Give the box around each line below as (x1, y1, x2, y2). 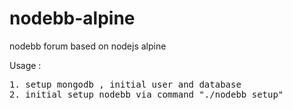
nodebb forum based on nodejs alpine (9, 40, 167, 52)
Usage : (9, 59, 42, 71)
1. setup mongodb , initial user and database (9, 78, 242, 90)
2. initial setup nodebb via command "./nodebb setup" (9, 88, 284, 100)
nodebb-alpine (9, 7, 136, 30)
